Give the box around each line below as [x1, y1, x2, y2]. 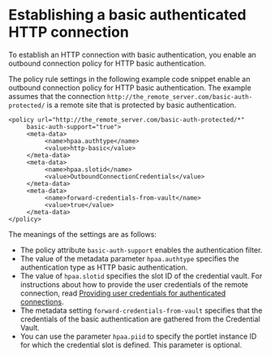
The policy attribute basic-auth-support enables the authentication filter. [19, 245, 263, 255]
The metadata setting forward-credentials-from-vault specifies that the [19, 305, 263, 315]
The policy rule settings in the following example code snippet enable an [8, 74, 251, 84]
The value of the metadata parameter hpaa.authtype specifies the [19, 253, 239, 263]
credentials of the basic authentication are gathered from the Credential [19, 314, 260, 324]
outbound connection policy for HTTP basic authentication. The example [8, 83, 252, 93]
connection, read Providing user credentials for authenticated [19, 288, 226, 298]
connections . [19, 296, 64, 306]
